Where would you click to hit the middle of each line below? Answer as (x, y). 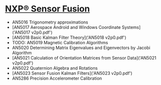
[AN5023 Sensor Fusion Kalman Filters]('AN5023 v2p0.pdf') (72, 73)
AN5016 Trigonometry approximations (50, 22)
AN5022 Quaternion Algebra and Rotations (55, 68)
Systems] (131, 27)
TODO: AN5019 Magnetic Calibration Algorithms (60, 42)
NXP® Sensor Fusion (48, 9)
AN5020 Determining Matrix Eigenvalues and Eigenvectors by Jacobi (81, 48)
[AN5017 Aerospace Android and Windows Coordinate (66, 27)
